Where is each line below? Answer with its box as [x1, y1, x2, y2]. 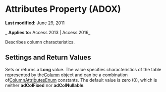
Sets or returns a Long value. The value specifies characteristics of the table [5, 66, 162, 72]
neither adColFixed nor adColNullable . [5, 82, 85, 88]
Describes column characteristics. [5, 39, 75, 45]
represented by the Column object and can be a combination [5, 72, 128, 78]
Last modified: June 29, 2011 [5, 20, 65, 26]
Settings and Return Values [5, 53, 91, 62]
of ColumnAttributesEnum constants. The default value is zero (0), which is [5, 77, 158, 83]
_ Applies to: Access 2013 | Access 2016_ [5, 29, 91, 35]
